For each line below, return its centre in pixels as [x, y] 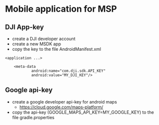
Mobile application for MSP [61, 9]
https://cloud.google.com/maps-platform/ [61, 107]
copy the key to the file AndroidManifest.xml [57, 49]
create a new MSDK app [36, 44]
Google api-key [29, 90]
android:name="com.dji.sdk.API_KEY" [68, 71]
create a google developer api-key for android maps [64, 102]
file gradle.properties [33, 117]
